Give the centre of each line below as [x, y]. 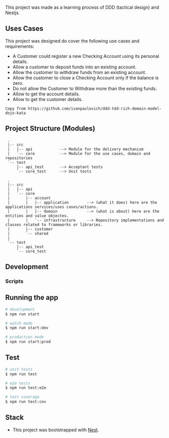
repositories [19, 158]
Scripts [14, 281]
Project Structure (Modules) [50, 129]
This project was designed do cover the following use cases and [72, 41]
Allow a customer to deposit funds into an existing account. [74, 67]
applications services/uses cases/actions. [52, 207]
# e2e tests [18, 383]
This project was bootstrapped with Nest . [56, 430]
